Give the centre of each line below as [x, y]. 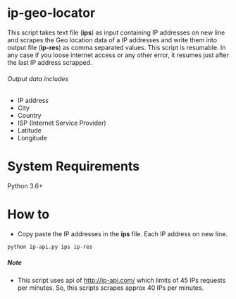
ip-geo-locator [51, 13]
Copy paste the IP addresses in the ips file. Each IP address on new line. [122, 234]
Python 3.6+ [25, 186]
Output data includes [38, 78]
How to [29, 215]
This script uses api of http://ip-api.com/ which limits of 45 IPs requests [122, 280]
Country [29, 116]
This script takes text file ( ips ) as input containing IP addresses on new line [116, 32]
